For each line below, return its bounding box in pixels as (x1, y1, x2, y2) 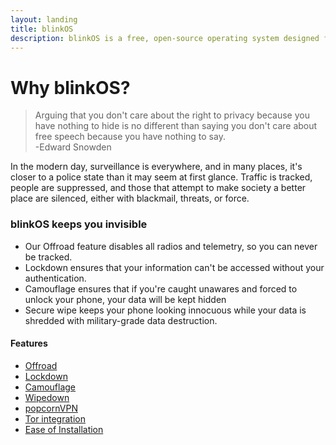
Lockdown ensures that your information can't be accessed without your (24, 261, 325, 273)
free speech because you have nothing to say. (34, 131, 226, 143)
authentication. (24, 272, 87, 284)
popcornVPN (24, 402, 78, 414)
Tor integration (24, 412, 86, 425)
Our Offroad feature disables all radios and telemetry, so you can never (24, 240, 318, 252)
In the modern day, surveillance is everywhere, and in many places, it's (10, 161, 303, 173)
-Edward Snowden (34, 141, 112, 153)
